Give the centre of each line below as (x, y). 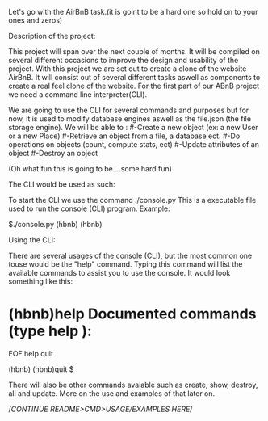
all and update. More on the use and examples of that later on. (112, 393)
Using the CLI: (32, 240)
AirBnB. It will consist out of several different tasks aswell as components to (134, 77)
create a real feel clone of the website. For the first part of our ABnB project (134, 86)
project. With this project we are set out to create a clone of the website (128, 69)
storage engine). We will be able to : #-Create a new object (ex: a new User (133, 127)
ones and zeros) (36, 20)
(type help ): (50, 331)
